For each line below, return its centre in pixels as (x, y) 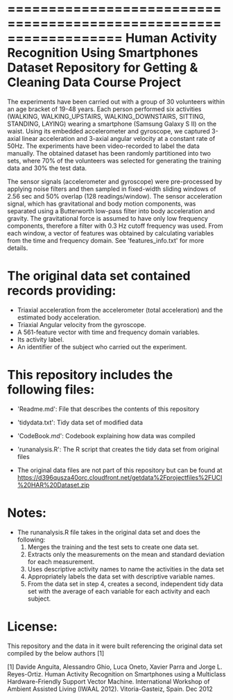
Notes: (27, 513)
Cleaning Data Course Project (94, 82)
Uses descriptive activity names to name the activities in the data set (126, 569)
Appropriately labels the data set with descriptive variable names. (121, 576)
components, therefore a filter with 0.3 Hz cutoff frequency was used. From (115, 226)
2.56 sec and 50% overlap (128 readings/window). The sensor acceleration (115, 196)
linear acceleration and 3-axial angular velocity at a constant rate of (119, 138)
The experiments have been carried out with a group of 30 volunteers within (116, 101)
